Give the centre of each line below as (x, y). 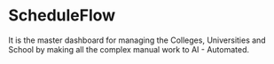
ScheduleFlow (62, 16)
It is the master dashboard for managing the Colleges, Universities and (137, 40)
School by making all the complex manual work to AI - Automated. (129, 49)
